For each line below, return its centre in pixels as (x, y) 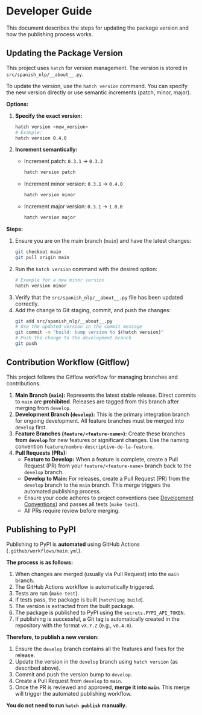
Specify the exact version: (49, 115)
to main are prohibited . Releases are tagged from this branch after (97, 401)
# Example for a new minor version (60, 280)
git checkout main (38, 252)
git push (26, 344)
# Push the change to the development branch (73, 338)
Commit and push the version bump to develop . (74, 674)
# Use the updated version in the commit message (79, 327)
